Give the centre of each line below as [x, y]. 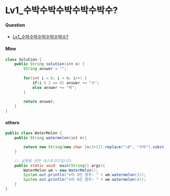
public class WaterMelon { [34, 133]
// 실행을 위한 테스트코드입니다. [44, 161]
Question [15, 25]
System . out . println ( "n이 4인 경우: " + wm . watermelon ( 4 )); [85, 180]
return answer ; [39, 102]
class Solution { [24, 59]
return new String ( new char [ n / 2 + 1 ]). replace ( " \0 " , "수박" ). [88, 147]
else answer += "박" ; [54, 87]
